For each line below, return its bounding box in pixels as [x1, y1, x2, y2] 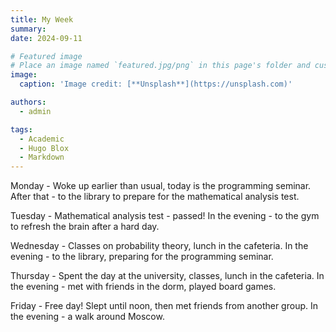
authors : [10, 97, 47, 107]
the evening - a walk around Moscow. [10, 311, 165, 323]
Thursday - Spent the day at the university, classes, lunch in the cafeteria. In [10, 270, 325, 282]
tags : [10, 124, 33, 135]
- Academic [19, 134, 65, 144]
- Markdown [19, 152, 65, 163]
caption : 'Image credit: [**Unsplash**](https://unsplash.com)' [19, 79, 293, 90]
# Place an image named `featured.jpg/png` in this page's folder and [10, 61, 311, 71]
